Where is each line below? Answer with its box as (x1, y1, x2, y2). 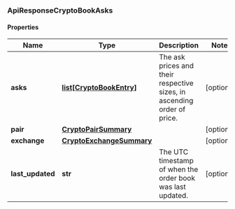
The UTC (158, 147, 189, 157)
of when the (158, 164, 199, 174)
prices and (158, 61, 194, 71)
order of (158, 104, 186, 114)
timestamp (158, 156, 194, 166)
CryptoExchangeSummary (62, 136, 152, 146)
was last (158, 182, 187, 192)
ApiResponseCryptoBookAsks (7, 6, 113, 15)
